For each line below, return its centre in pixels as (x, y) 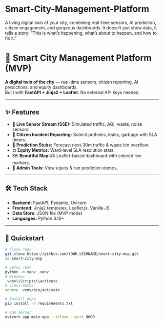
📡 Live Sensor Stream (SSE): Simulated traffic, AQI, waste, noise (77, 124)
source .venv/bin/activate (32, 290)
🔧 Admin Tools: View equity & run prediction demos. (65, 168)
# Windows (15, 277)
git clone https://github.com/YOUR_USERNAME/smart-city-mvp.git (72, 254)
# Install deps (20, 299)
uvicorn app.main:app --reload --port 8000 (50, 317)
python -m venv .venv (27, 272)
